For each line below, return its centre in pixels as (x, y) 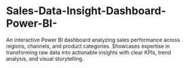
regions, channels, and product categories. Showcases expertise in (88, 46)
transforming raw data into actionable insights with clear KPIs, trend (89, 52)
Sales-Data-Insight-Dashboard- (86, 11)
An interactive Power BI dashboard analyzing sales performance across (93, 40)
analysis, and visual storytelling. (45, 59)
